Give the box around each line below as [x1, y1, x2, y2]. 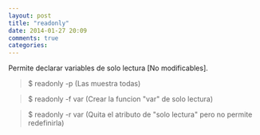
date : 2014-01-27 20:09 [8, 26, 88, 34]
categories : [8, 42, 48, 50]
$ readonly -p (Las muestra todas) [27, 79, 141, 89]
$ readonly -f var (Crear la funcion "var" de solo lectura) [27, 94, 214, 104]
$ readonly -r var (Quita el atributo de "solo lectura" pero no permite [27, 109, 253, 120]
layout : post [8, 11, 52, 20]
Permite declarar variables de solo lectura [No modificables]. [8, 63, 209, 73]
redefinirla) [27, 118, 65, 128]
